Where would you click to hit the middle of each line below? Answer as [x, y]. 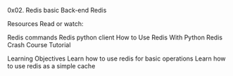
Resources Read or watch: [45, 24]
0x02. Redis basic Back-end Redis [57, 10]
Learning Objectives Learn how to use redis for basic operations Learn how [117, 58]
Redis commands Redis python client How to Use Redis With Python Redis [115, 37]
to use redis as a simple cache [51, 66]
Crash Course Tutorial [39, 45]
